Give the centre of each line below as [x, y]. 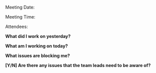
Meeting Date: [20, 7]
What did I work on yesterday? [38, 36]
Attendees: [17, 26]
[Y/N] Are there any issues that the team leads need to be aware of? [78, 65]
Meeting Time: [20, 17]
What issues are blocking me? [37, 55]
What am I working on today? [37, 46]
